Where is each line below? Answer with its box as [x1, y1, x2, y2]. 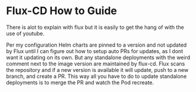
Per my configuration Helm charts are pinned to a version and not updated [6, 41, 187, 48]
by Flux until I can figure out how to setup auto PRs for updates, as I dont [6, 47, 184, 54]
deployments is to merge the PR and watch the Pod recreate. [6, 78, 155, 86]
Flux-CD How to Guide [6, 4, 117, 18]
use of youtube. [6, 29, 45, 37]
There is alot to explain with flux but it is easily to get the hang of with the [6, 24, 184, 31]
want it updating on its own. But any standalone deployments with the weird [6, 54, 191, 61]
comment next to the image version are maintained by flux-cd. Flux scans [6, 60, 185, 67]
